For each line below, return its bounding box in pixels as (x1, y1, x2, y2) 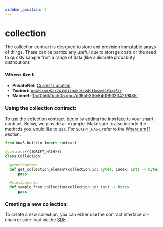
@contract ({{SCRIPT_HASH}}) (5, 150, 62, 154)
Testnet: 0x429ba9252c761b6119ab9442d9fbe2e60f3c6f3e (12, 88, 122, 93)
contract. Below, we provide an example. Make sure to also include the (5, 121, 147, 127)
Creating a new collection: (5, 200, 68, 207)
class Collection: (5, 153, 42, 159)
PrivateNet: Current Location (12, 82, 71, 88)
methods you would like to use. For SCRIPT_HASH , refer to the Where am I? (5, 126, 151, 132)
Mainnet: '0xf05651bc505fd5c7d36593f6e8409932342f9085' (12, 92, 138, 98)
